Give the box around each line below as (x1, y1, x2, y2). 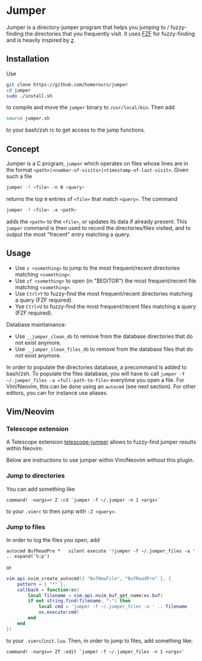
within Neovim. (6, 445, 43, 452)
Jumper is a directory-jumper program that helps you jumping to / (6, 24, 169, 31)
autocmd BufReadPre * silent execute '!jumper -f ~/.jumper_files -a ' (6, 548, 196, 554)
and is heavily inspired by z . (6, 36, 75, 43)
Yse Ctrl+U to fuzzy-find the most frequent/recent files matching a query (14, 302, 197, 310)
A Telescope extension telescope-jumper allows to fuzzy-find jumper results (6, 438, 197, 445)
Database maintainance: (6, 321, 66, 328)
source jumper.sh (6, 115, 50, 121)
